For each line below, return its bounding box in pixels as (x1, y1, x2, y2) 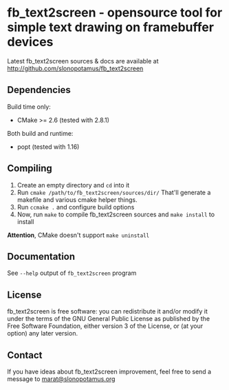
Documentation (7, 250, 76, 263)
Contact (7, 349, 43, 361)
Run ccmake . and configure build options (17, 203, 135, 211)
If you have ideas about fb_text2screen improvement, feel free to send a (7, 367, 212, 376)
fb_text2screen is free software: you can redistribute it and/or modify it (7, 307, 208, 316)
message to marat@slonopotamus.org (7, 375, 116, 383)
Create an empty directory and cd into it (17, 181, 130, 189)
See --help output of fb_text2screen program (7, 269, 137, 277)
